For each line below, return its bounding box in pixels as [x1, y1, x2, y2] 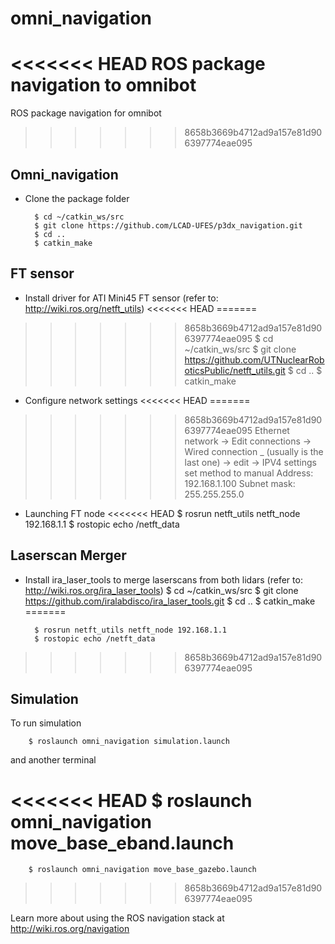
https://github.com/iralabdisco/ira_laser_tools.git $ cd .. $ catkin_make [24, 595, 316, 607]
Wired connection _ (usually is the [184, 445, 324, 457]
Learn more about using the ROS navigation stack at [10, 912, 225, 924]
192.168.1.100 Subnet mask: [184, 477, 296, 489]
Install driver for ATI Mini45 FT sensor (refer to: [24, 292, 219, 304]
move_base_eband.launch [10, 832, 235, 854]
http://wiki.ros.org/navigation [10, 923, 130, 935]
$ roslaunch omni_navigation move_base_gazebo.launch [28, 865, 257, 875]
